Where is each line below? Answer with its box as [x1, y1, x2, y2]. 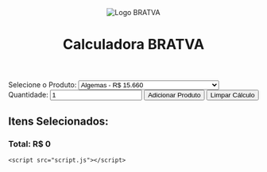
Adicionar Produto [148, 91, 201, 100]
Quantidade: [8, 90, 49, 100]
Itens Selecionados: [8, 114, 109, 128]
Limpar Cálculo [210, 91, 255, 100]
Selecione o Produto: [8, 80, 77, 90]
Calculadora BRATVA [62, 36, 205, 54]
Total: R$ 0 [8, 138, 52, 149]
